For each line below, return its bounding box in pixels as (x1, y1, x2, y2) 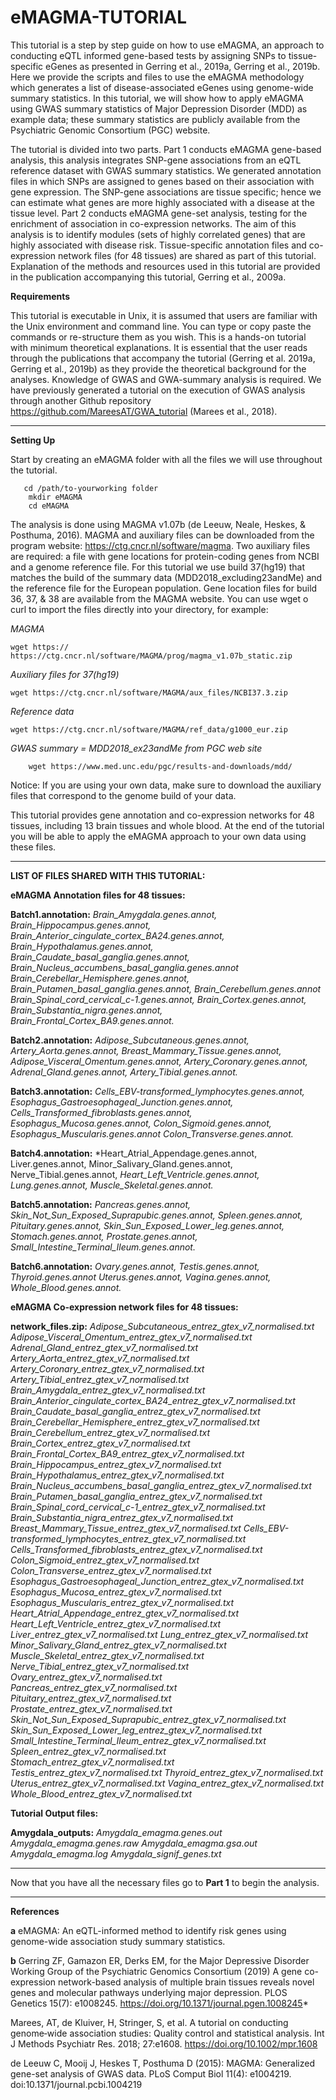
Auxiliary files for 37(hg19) (10, 668, 120, 680)
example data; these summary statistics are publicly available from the (10, 113, 301, 125)
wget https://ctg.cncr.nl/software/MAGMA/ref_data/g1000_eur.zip (10, 724, 288, 735)
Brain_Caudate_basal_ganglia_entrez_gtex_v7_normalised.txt (10, 1405, 261, 1417)
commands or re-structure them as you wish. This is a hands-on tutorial (10, 331, 307, 343)
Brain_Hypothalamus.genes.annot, (10, 940, 154, 952)
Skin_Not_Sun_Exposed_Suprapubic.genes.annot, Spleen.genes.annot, (10, 1209, 303, 1221)
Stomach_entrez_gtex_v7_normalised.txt (10, 1756, 175, 1768)
